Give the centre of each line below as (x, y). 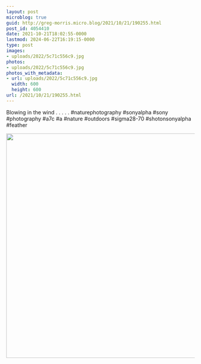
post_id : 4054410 (28, 28)
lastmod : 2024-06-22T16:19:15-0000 (51, 40)
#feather (17, 125)
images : (16, 51)
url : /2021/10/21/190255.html (44, 95)
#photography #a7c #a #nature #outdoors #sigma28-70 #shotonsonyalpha (99, 119)
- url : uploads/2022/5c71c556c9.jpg (52, 78)
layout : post (22, 12)
